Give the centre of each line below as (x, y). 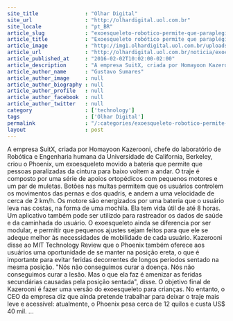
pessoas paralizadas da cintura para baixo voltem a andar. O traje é (103, 171)
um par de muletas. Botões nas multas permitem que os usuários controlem (115, 186)
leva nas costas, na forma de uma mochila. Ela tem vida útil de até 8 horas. (114, 208)
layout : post (55, 130)
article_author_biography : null (55, 85)
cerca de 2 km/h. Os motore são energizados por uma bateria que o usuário (115, 201)
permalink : (48, 123)
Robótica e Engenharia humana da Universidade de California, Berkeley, (110, 157)
